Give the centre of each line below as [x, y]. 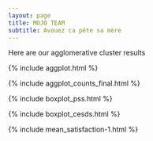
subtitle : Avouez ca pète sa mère [65, 30]
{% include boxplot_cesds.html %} [64, 114]
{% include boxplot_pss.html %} [60, 99]
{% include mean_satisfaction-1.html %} [73, 130]
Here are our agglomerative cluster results [77, 53]
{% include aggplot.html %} [53, 68]
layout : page [30, 15]
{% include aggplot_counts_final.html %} [74, 83]
